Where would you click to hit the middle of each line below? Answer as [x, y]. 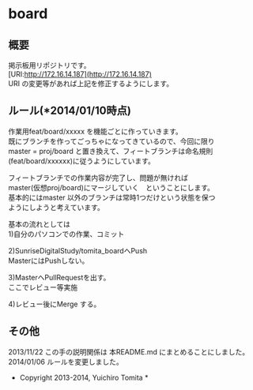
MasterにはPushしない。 [49, 261]
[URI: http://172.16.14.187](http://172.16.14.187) [80, 74]
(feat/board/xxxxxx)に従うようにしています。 [82, 161]
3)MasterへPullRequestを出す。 [59, 277]
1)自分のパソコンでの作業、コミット [66, 234]
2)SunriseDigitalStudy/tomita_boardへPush [78, 250]
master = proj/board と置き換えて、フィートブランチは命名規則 [111, 151]
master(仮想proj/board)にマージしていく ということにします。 [111, 187]
